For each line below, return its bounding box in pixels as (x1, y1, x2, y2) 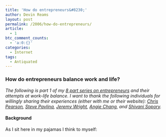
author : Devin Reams (5, 12, 49, 17)
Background (5, 115, 32, 121)
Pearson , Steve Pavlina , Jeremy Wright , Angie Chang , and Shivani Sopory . (5, 103, 161, 109)
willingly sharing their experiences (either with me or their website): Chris (5, 98, 158, 104)
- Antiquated (10, 59, 38, 64)
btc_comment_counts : (5, 36, 49, 41)
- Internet (10, 50, 33, 55)
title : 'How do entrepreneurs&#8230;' (5, 7, 87, 13)
